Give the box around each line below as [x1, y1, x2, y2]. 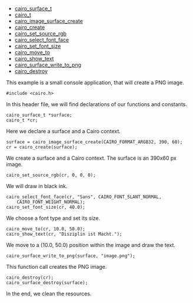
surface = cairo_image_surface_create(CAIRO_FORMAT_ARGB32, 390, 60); [6, 139, 183, 145]
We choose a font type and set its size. [6, 215, 101, 222]
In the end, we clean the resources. [6, 290, 92, 297]
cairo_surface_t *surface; [6, 112, 72, 118]
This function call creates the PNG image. [6, 264, 107, 270]
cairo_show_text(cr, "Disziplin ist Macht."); [6, 231, 122, 237]
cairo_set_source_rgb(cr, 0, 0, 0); [6, 172, 96, 178]
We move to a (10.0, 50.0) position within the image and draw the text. [6, 242, 175, 248]
